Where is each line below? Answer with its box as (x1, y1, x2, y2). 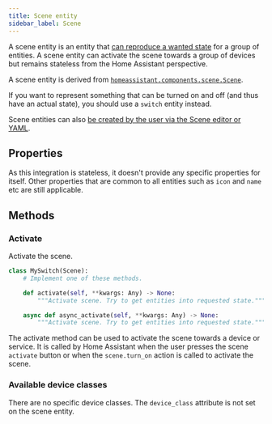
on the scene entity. (8, 406, 75, 416)
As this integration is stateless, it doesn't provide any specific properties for (8, 167, 261, 178)
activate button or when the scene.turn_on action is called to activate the (8, 350, 253, 360)
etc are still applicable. (8, 185, 83, 195)
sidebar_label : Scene (8, 19, 82, 28)
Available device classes (8, 379, 108, 391)
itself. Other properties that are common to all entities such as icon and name (8, 176, 261, 186)
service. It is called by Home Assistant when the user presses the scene (8, 341, 249, 352)
